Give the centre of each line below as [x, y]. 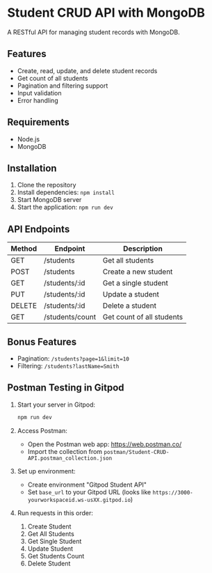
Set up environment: [46, 471]
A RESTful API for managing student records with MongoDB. [93, 32]
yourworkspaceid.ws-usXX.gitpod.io [79, 500]
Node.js [28, 139]
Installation [32, 168]
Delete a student [129, 306]
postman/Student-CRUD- [137, 452]
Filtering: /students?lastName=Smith [68, 366]
